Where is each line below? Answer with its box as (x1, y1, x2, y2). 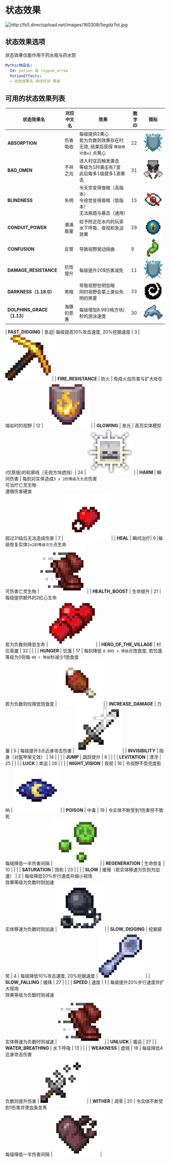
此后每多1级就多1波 (79, 171, 121, 177)
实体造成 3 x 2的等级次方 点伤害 (35, 475, 97, 481)
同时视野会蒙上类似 (79, 288, 120, 295)
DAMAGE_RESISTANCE (7, 267, 57, 273)
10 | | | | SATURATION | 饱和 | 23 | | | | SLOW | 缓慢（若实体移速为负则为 (5, 866, 156, 873)
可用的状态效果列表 (5, 94, 65, 103)
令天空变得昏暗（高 (79, 185, 120, 191)
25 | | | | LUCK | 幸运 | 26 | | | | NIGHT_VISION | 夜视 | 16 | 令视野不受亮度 (5, 760, 157, 766)
